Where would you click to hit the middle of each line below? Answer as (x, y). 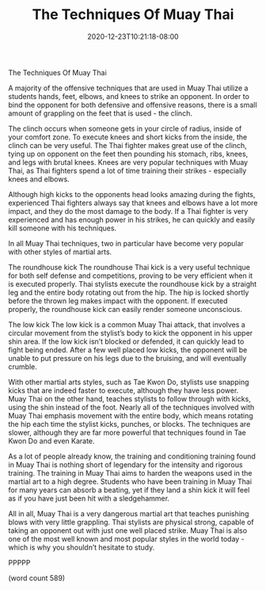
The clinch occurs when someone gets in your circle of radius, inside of (125, 128)
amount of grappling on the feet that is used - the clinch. (100, 113)
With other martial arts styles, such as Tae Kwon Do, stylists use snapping (129, 382)
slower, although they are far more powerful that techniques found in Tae (127, 432)
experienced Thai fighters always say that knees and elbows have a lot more (133, 203)
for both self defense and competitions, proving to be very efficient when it (131, 276)
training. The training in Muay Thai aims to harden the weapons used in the (130, 473)
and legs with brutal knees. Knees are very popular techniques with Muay (128, 162)
